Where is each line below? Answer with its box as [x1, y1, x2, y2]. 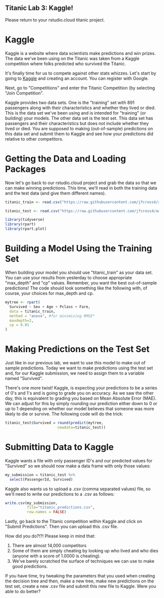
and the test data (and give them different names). [5, 190, 106, 196]
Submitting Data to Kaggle [5, 442, 114, 453]
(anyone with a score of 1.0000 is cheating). [12, 553, 101, 559]
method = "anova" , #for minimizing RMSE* [9, 313, 95, 318]
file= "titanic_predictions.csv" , [26, 505, 95, 510]
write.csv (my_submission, [5, 501, 58, 505]
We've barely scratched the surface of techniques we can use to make [12, 558, 155, 564]
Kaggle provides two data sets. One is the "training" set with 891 [5, 99, 135, 105]
